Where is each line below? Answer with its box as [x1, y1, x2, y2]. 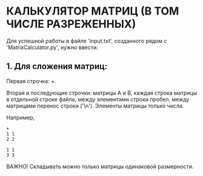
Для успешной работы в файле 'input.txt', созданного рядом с [6, 37, 167, 44]
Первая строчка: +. [6, 77, 56, 84]
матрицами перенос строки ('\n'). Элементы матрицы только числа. [6, 102, 184, 109]
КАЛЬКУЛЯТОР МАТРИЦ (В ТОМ [6, 4, 179, 18]
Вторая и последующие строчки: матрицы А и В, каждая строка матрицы [6, 89, 198, 96]
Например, [6, 113, 35, 121]
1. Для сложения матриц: [6, 61, 108, 72]
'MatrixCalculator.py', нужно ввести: [6, 44, 99, 51]
